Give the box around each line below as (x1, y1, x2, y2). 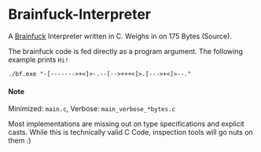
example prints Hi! (8, 55, 69, 64)
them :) (8, 136, 31, 146)
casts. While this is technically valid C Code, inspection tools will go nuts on (8, 128, 253, 137)
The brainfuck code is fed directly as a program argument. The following (8, 46, 244, 56)
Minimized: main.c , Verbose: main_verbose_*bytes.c (8, 104, 175, 114)
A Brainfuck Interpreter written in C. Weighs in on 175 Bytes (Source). (8, 31, 232, 41)
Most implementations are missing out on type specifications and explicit (8, 119, 245, 128)
